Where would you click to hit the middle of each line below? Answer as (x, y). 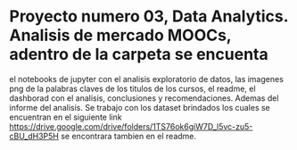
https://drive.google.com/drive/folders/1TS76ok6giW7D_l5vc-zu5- (131, 126)
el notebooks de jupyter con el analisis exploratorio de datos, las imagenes (146, 79)
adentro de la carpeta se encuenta (139, 54)
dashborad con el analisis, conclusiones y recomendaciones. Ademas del (144, 98)
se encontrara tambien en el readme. (129, 136)
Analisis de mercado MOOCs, (120, 35)
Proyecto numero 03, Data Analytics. (148, 17)
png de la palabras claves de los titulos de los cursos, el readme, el (132, 88)
